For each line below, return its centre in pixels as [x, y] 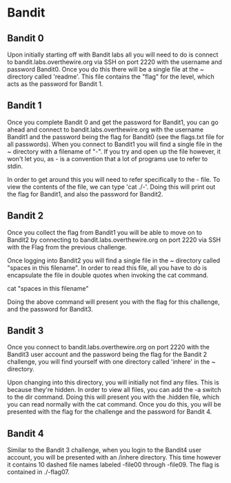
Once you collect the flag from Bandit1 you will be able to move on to [104, 232]
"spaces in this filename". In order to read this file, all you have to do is [107, 267]
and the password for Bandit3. [50, 309]
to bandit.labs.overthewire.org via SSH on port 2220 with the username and [115, 62]
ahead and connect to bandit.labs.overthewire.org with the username [106, 130]
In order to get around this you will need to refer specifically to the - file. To [114, 179]
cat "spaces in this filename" [48, 288]
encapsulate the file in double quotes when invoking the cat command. [108, 275]
